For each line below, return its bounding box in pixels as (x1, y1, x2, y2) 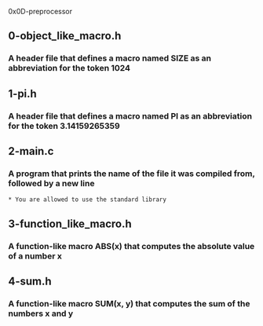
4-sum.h (8, 275, 53, 288)
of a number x (8, 251, 63, 262)
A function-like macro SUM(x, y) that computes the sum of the (8, 298, 250, 309)
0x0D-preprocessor (8, 7, 73, 16)
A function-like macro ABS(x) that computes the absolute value (8, 240, 255, 251)
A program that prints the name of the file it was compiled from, (8, 168, 255, 179)
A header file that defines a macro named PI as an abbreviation (8, 110, 253, 121)
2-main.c (8, 145, 54, 158)
